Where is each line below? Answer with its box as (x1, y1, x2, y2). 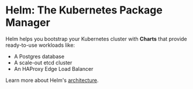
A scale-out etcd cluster (13, 59, 73, 66)
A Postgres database (13, 53, 65, 60)
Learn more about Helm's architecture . (5, 77, 99, 84)
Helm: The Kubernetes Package (5, 4, 163, 17)
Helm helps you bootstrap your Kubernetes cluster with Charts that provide (5, 35, 188, 42)
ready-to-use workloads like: (5, 42, 75, 49)
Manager (5, 16, 50, 29)
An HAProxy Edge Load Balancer (13, 65, 94, 72)
